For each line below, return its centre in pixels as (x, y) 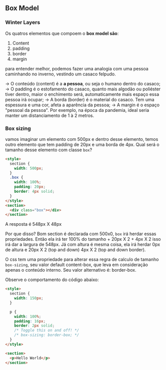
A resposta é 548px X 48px (33, 224)
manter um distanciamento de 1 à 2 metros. (49, 115)
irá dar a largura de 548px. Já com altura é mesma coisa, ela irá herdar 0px (83, 245)
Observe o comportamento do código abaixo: (52, 280)
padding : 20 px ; (30, 187)
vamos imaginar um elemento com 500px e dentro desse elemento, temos (82, 139)
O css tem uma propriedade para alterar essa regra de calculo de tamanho (82, 260)
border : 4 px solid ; (34, 192)
